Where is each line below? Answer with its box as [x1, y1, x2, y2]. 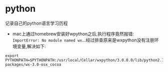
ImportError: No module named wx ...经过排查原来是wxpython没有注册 [12, 37, 154, 43]
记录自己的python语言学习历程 [5, 20, 68, 26]
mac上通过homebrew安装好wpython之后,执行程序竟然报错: [12, 30, 134, 36]
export [5, 53, 19, 58]
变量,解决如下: [16, 43, 46, 49]
